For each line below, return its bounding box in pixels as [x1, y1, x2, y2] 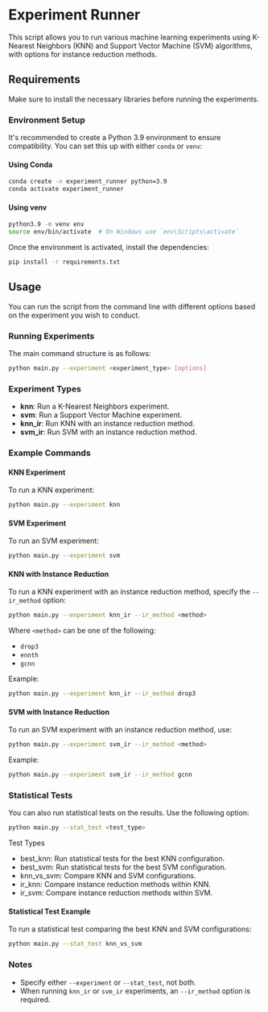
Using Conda [8, 160, 53, 169]
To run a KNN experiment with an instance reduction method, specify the [8, 587, 251, 597]
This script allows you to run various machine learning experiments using [8, 32, 251, 42]
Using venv [8, 202, 47, 212]
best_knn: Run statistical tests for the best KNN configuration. [19, 854, 225, 864]
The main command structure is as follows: [8, 348, 151, 358]
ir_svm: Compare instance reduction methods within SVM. [19, 888, 213, 898]
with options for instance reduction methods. [8, 49, 158, 59]
